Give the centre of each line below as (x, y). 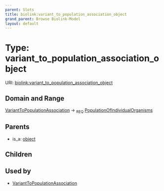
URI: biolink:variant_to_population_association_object (59, 83)
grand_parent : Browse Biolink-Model (43, 19)
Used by (18, 171)
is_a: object (24, 139)
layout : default (22, 24)
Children (19, 154)
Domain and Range (35, 98)
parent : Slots (20, 10)
